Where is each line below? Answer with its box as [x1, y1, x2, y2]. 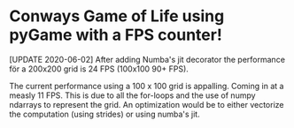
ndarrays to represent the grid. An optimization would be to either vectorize [9, 99, 285, 109]
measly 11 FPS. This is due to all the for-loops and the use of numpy [9, 90, 256, 101]
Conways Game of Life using [9, 6, 225, 26]
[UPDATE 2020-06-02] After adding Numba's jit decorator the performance [9, 54, 286, 64]
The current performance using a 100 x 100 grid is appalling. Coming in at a [9, 80, 284, 91]
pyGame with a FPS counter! [9, 25, 223, 45]
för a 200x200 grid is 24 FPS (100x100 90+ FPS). [9, 64, 189, 74]
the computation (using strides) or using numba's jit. [9, 109, 201, 119]
